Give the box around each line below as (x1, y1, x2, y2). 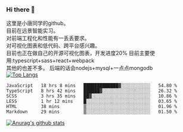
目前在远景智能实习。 (6, 27, 58, 35)
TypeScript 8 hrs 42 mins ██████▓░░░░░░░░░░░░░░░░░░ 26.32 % (6, 88, 178, 94)
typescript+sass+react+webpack (13, 57, 95, 65)
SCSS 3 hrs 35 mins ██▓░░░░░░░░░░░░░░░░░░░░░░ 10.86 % (6, 93, 178, 99)
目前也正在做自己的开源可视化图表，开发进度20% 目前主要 (6, 50, 150, 57)
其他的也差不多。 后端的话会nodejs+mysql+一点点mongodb (6, 65, 153, 72)
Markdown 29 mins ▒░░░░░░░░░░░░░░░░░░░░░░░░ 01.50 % (6, 109, 178, 115)
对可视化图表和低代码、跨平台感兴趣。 (6, 42, 100, 50)
